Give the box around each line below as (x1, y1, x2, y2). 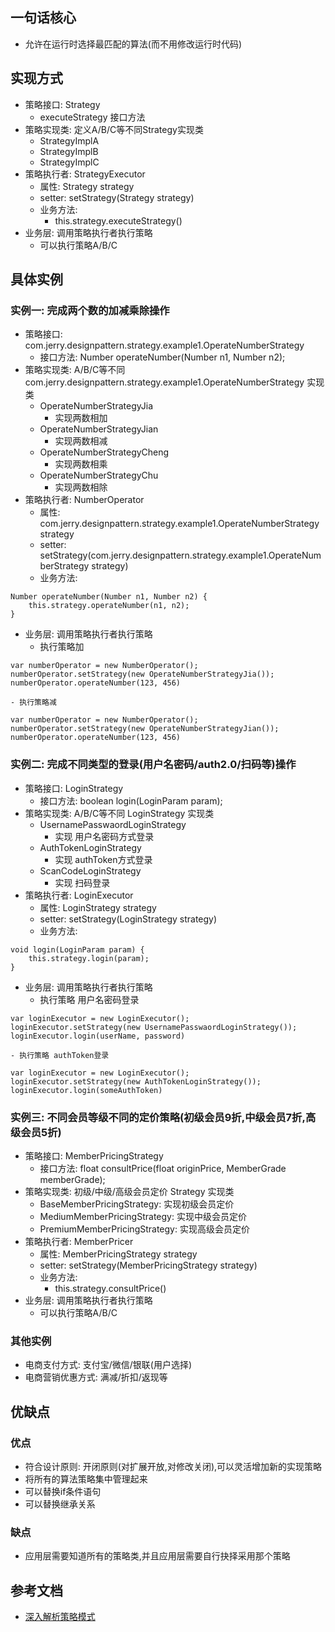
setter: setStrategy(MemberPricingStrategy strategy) (39, 1259, 258, 1271)
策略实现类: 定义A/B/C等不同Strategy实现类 (24, 123, 204, 135)
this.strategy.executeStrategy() (54, 214, 183, 227)
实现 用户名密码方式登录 (54, 830, 155, 842)
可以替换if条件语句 (24, 1485, 102, 1497)
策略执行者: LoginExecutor (24, 889, 134, 901)
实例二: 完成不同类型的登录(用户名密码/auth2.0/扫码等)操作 (10, 758, 297, 772)
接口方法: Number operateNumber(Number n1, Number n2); (39, 351, 286, 363)
